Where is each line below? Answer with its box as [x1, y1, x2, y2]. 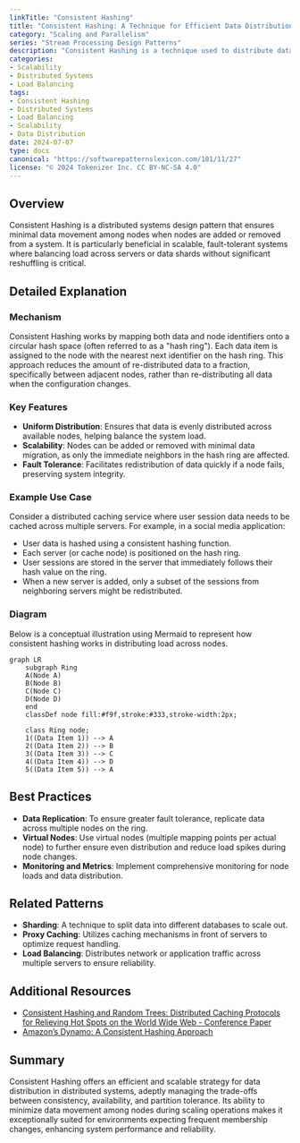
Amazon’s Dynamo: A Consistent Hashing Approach [21, 1027, 213, 1037]
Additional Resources [9, 984, 131, 999]
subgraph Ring [25, 663, 78, 672]
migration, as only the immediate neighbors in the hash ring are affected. [21, 449, 290, 461]
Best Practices [9, 789, 92, 805]
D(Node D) [25, 695, 62, 704]
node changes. [21, 851, 78, 862]
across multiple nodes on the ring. [21, 823, 148, 833]
